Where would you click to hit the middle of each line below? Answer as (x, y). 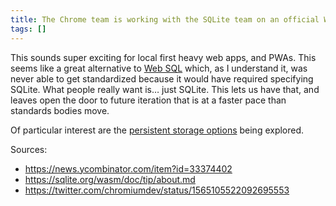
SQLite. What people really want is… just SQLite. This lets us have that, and (165, 89)
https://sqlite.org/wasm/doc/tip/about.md (110, 179)
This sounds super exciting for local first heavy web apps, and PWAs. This (163, 57)
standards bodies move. (60, 110)
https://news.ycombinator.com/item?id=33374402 (128, 168)
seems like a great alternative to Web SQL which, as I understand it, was (159, 68)
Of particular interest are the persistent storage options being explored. (157, 130)
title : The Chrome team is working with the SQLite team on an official (165, 19)
